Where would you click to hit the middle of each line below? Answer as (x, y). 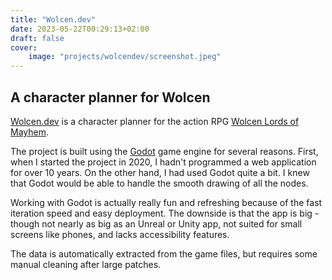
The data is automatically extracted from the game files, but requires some (164, 253)
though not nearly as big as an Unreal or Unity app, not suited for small (156, 223)
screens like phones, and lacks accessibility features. (120, 234)
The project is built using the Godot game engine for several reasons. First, (164, 151)
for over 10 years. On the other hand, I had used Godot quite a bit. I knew (160, 172)
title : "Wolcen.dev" (53, 19)
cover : (24, 47)
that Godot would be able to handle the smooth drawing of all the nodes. (159, 183)
